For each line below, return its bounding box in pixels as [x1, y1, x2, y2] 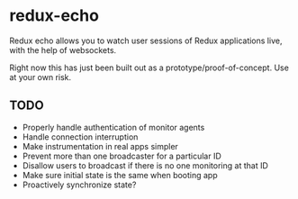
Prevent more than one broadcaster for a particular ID [22, 150, 222, 161]
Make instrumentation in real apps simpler [22, 140, 178, 151]
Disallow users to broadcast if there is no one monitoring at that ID [22, 159, 268, 171]
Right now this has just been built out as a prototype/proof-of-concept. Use [9, 62, 290, 73]
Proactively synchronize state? [22, 179, 137, 190]
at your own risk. [9, 71, 72, 82]
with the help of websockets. [9, 44, 117, 55]
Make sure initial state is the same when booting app [22, 169, 218, 180]
